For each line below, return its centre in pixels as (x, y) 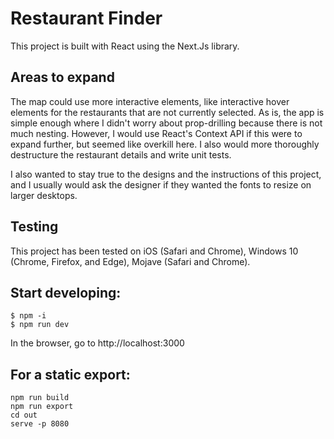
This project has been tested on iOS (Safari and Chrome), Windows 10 (154, 251)
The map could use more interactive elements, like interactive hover (150, 101)
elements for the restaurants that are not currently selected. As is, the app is (167, 112)
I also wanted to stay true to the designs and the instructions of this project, (166, 174)
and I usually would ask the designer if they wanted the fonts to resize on (161, 184)
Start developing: (66, 292)
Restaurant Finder (86, 18)
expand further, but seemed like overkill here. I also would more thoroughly (165, 144)
